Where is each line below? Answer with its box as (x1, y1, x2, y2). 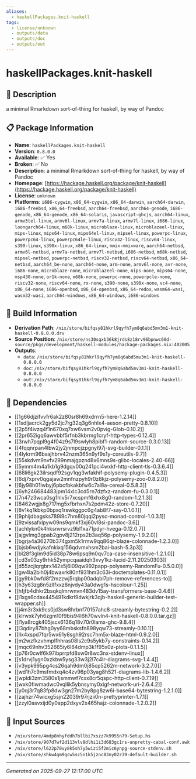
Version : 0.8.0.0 (14, 148, 55, 155)
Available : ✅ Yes (14, 153, 55, 161)
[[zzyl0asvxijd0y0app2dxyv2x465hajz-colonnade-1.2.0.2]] (14, 699, 156, 706)
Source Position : (14, 335, 55, 343)
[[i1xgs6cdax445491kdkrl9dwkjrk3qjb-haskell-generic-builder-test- (14, 594, 178, 601)
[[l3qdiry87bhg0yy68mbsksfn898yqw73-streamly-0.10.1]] (14, 625, 153, 632)
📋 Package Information (6, 123, 94, 133)
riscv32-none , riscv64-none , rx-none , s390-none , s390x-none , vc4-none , (14, 279, 183, 286)
